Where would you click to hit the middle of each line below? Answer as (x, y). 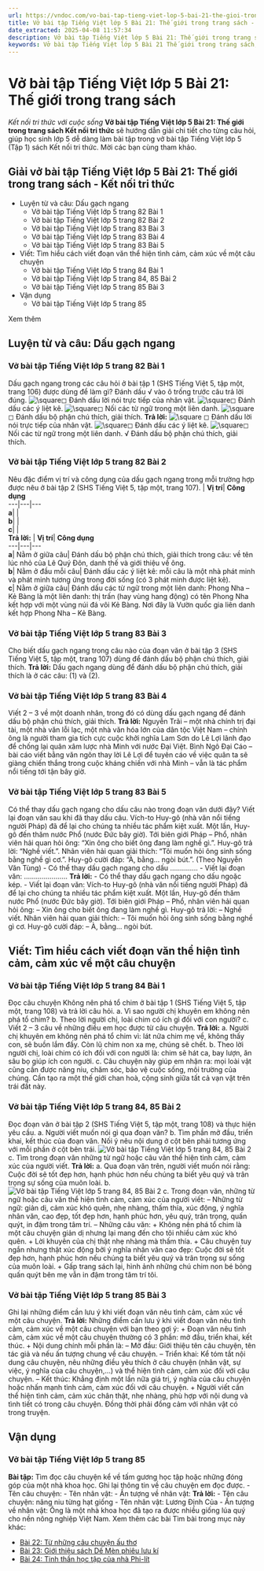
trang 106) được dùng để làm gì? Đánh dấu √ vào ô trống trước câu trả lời (126, 391)
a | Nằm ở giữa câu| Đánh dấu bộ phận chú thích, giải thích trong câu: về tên (131, 554)
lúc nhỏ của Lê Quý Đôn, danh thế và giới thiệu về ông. (97, 563)
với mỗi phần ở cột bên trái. (52, 1149)
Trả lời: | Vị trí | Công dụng (51, 538)
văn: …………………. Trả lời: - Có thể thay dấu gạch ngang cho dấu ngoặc (125, 876)
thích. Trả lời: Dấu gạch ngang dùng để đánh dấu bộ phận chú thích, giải (126, 667)
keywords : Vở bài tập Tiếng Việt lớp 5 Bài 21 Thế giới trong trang (123, 45)
